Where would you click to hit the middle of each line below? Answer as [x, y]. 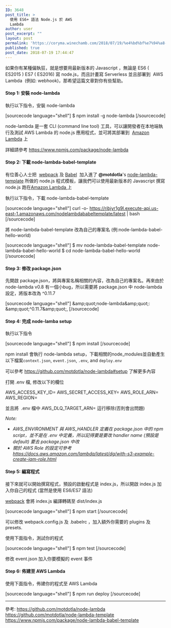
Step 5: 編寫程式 [22, 471]
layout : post [19, 39]
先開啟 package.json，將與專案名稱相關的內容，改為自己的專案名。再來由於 [85, 281]
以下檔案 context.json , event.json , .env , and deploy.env [64, 361]
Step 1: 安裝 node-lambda [33, 93]
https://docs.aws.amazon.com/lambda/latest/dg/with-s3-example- [83, 454]
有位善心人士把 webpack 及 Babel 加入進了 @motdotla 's [66, 174]
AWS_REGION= [21, 398]
